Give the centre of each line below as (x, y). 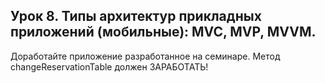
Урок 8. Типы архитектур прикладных (136, 16)
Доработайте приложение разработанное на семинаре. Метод (145, 56)
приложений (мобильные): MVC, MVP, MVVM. (163, 32)
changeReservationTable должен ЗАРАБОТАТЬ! (109, 66)
